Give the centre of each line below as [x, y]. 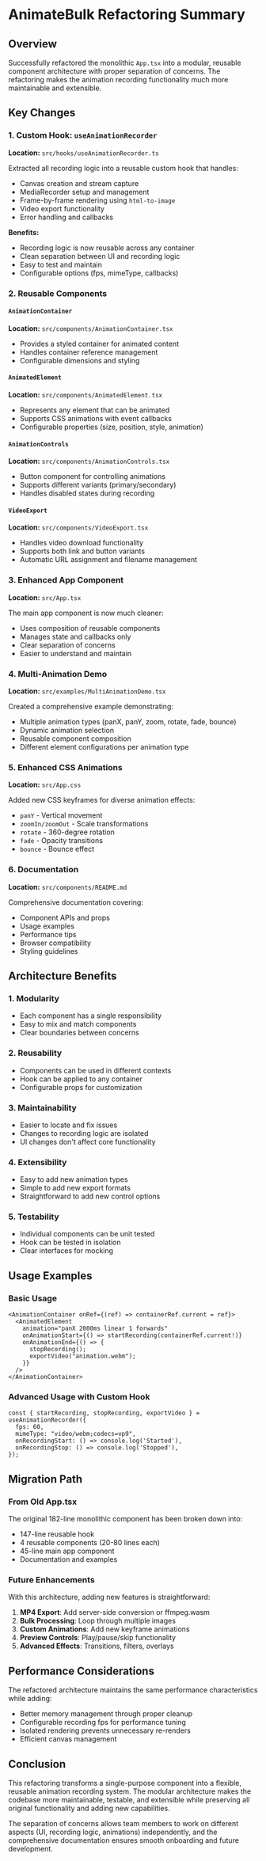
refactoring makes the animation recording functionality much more [118, 80]
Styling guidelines [49, 951]
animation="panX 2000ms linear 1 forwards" [95, 1329]
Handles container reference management [89, 352]
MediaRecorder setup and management [84, 192]
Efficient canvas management [68, 1739]
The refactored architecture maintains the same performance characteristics [133, 1690]
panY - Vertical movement [61, 815]
